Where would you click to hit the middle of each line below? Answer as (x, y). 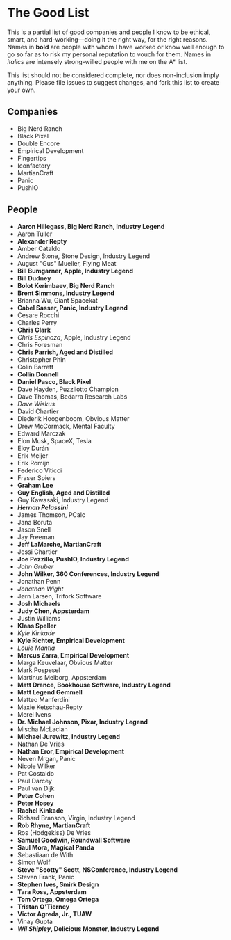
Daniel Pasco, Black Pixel (54, 381)
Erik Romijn (33, 463)
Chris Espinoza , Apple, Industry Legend (74, 337)
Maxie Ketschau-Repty (50, 707)
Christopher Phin (41, 359)
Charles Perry (37, 322)
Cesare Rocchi (38, 315)
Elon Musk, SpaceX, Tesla (54, 440)
